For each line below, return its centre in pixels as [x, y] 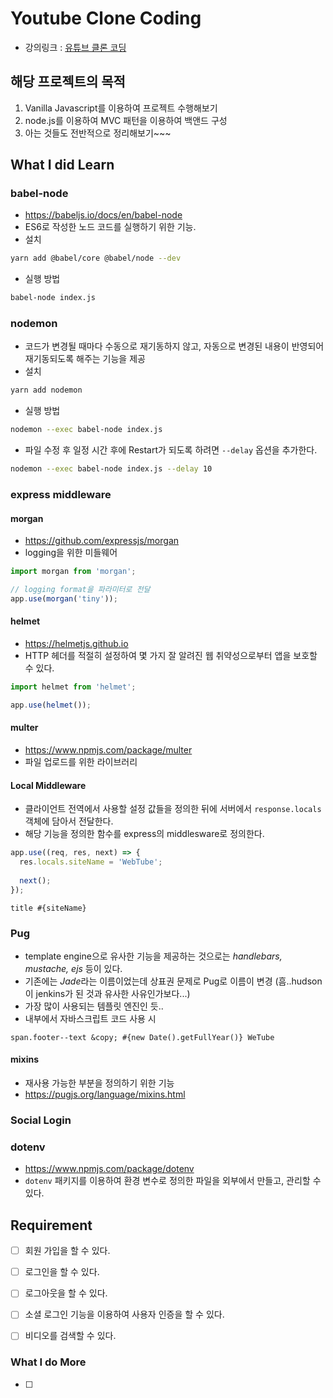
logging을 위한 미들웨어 [71, 553]
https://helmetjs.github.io [76, 644]
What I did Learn [62, 165]
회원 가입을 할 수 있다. [67, 1251]
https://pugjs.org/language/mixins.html [105, 1094]
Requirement [51, 1225]
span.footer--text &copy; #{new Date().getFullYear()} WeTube [142, 1037]
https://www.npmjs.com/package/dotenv [109, 1169]
